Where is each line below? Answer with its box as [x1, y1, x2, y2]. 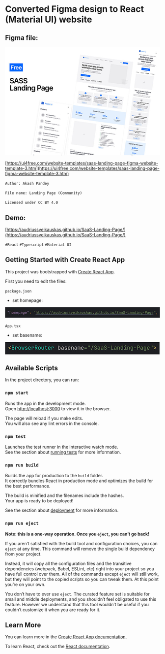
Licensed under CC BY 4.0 [5, 200, 58, 205]
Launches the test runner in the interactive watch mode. [5, 444, 119, 450]
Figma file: [5, 33, 38, 42]
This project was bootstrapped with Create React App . [5, 268, 115, 274]
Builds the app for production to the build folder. [5, 473, 104, 479]
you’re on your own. [5, 581, 46, 587]
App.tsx [5, 324, 21, 328]
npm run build [5, 462, 39, 468]
